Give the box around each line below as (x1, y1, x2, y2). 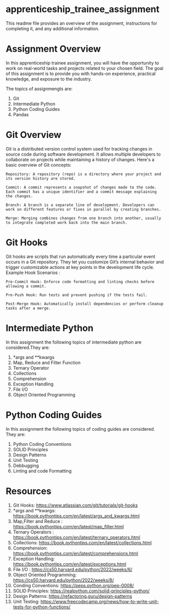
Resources (6, 485, 52, 497)
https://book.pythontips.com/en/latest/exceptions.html (13, 561, 126, 567)
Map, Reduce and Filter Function (13, 359, 81, 366)
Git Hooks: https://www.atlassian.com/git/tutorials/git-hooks (13, 502, 138, 508)
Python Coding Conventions (13, 441, 72, 447)
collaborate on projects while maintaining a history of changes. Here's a (6, 156, 155, 162)
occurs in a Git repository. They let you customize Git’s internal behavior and (6, 258, 164, 265)
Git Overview (6, 129, 62, 141)
